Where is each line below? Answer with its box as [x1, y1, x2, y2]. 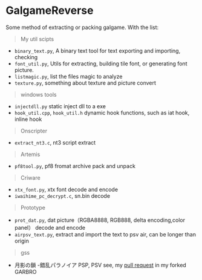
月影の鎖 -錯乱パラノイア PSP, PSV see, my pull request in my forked [14, 261, 187, 269]
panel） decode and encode [14, 224, 86, 231]
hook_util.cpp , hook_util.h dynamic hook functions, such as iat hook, [14, 109, 190, 116]
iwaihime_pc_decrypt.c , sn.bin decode [14, 192, 110, 200]
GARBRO [14, 268, 37, 275]
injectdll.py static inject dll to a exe [14, 102, 106, 109]
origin [14, 237, 30, 244]
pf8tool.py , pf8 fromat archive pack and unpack [14, 162, 135, 169]
